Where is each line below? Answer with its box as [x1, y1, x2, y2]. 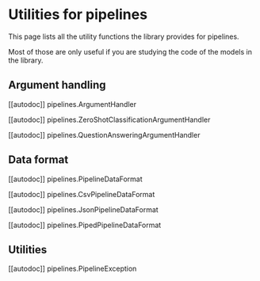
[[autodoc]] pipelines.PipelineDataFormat [8, 174, 143, 184]
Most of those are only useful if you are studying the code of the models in [8, 47, 252, 56]
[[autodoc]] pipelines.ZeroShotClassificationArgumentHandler [8, 115, 211, 124]
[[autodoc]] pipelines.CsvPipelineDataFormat [8, 189, 155, 199]
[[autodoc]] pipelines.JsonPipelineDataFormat [8, 204, 159, 215]
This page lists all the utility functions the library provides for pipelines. [8, 32, 239, 41]
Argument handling [8, 78, 106, 92]
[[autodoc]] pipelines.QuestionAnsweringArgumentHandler [8, 130, 201, 139]
